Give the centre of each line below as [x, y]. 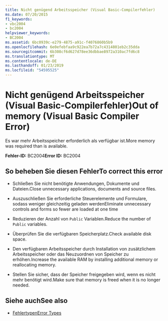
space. [19, 239]
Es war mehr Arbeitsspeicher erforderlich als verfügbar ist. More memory [80, 140]
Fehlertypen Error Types [37, 312]
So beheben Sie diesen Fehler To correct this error [84, 171]
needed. [21, 285]
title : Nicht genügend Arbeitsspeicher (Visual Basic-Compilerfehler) [80, 10]
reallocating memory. [34, 264]
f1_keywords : [19, 19]
